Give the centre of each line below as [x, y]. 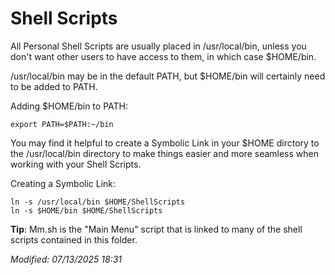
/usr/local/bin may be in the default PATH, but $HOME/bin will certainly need [168, 76]
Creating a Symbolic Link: [63, 183]
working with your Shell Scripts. [76, 164]
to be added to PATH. [54, 86]
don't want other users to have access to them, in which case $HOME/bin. [163, 56]
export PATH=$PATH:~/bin [62, 124]
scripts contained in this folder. [74, 239]
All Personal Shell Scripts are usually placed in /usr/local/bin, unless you [158, 46]
